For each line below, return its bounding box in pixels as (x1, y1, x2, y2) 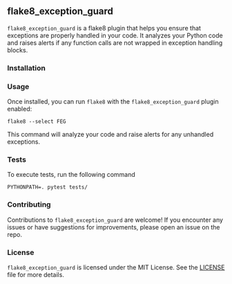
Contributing (7, 200, 51, 209)
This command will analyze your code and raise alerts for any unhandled (7, 131, 214, 139)
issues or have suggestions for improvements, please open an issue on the (7, 223, 220, 231)
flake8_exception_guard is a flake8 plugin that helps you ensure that (7, 23, 202, 32)
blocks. (7, 46, 28, 54)
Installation (7, 63, 46, 73)
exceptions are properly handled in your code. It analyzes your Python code (7, 31, 223, 39)
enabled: (7, 105, 32, 113)
